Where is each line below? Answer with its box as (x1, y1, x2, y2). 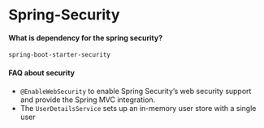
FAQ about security (8, 67, 76, 78)
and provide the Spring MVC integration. (19, 95, 156, 105)
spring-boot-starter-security (8, 51, 111, 59)
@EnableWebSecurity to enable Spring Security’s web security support (19, 86, 252, 96)
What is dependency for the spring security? (8, 32, 163, 42)
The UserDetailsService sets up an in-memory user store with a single (19, 103, 257, 113)
